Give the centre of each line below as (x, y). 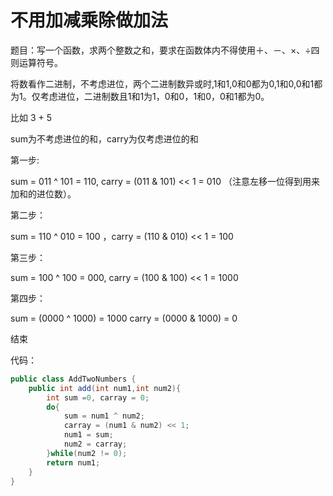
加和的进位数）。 (43, 193)
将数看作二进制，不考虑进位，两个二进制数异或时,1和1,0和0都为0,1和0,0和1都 (166, 83)
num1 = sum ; (88, 435)
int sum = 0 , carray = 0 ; (98, 397)
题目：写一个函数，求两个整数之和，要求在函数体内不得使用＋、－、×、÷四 (165, 50)
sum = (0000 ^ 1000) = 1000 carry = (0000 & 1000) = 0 (124, 318)
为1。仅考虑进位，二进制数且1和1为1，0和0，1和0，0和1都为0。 (140, 96)
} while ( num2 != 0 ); (87, 453)
